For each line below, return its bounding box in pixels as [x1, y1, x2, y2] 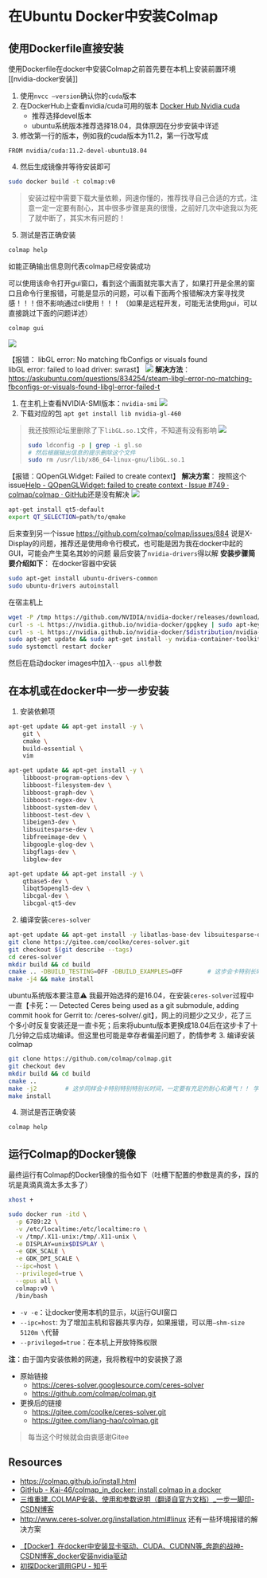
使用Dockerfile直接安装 [8, 41, 125, 55]
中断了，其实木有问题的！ [41, 213, 126, 222]
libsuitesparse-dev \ [22, 826, 94, 834]
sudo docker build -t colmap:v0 [8, 178, 115, 186]
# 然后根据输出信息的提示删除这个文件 [27, 448, 137, 457]
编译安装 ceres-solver [19, 915, 91, 925]
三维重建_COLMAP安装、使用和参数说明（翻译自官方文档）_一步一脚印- [19, 1494, 255, 1504]
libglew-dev [22, 855, 62, 864]
